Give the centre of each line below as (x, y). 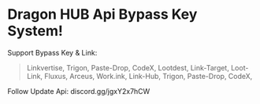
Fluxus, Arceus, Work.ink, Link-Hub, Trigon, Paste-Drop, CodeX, (149, 76)
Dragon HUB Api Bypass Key (102, 14)
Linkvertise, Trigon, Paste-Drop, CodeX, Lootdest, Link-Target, (128, 67)
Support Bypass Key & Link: (52, 52)
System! (35, 31)
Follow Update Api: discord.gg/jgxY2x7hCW (79, 91)
